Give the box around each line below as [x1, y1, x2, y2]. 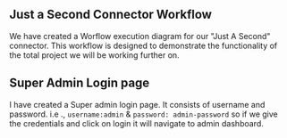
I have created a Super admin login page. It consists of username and [9, 99, 266, 110]
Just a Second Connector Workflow [9, 7, 213, 22]
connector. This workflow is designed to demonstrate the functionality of [9, 40, 278, 51]
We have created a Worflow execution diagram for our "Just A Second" [9, 30, 271, 41]
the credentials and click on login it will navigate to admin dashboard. [9, 118, 264, 128]
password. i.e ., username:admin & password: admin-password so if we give [9, 109, 279, 119]
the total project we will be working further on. [9, 49, 181, 61]
